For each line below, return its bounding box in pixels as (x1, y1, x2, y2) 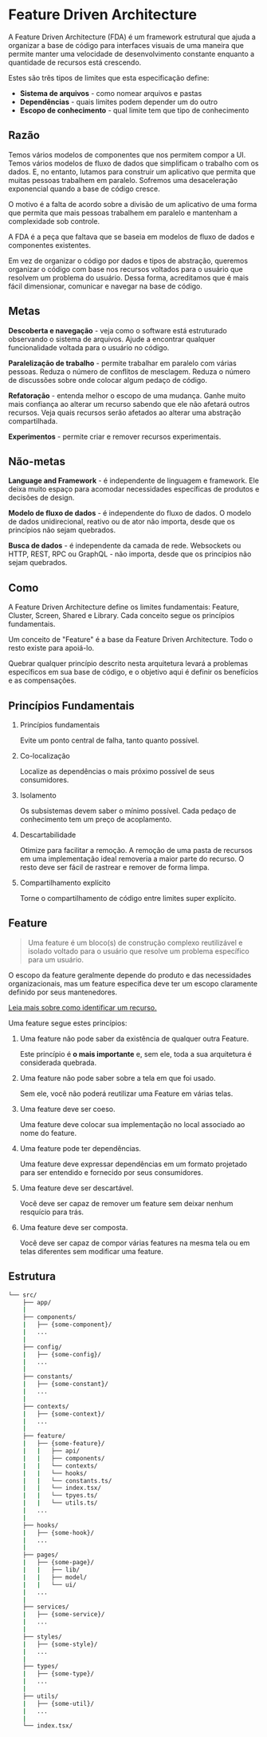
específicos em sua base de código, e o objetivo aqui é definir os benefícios (8, 667, 259, 677)
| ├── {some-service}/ (22, 1611, 105, 1619)
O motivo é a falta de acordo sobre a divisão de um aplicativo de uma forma (8, 199, 257, 209)
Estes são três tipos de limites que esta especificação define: (8, 73, 210, 82)
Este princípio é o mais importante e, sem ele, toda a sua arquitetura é (19, 1049, 253, 1058)
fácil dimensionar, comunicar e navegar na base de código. (8, 281, 203, 291)
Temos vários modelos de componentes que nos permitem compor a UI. (8, 149, 246, 159)
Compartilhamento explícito (19, 878, 111, 887)
